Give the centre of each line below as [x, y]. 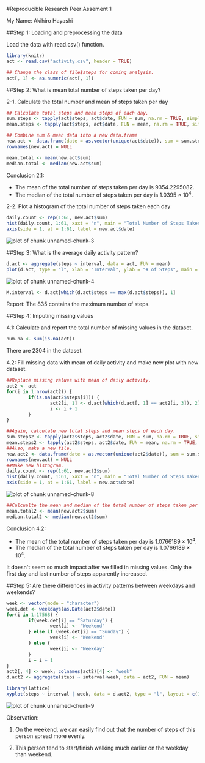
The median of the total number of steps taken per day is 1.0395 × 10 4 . [104, 194]
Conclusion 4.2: [26, 528]
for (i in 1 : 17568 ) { [33, 615]
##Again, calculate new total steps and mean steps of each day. [91, 431]
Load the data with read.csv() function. [55, 44]
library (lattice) [28, 688]
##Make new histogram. [35, 465]
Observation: [23, 717]
